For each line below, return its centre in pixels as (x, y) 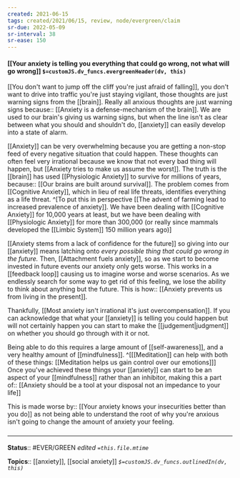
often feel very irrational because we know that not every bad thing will (112, 161)
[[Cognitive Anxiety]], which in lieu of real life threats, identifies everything (117, 192)
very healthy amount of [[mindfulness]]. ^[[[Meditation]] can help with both (118, 355)
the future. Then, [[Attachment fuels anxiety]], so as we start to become (113, 259)
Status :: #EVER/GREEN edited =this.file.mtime (78, 447)
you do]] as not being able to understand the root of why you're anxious (113, 414)
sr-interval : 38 (31, 34)
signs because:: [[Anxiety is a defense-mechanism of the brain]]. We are (114, 110)
